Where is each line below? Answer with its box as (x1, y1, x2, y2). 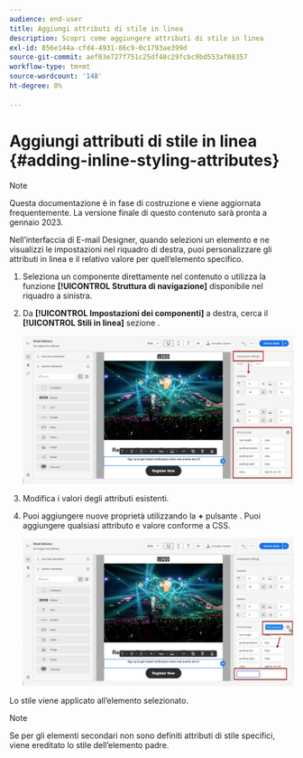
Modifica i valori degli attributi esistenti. (22, 492, 170, 503)
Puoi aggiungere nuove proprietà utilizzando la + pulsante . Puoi (22, 510, 262, 521)
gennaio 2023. (9, 217, 64, 228)
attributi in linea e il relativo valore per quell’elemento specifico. (9, 253, 244, 264)
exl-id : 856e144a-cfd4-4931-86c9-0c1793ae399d (9, 43, 188, 52)
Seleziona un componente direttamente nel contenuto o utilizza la (22, 271, 266, 282)
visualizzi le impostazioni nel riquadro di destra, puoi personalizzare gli (9, 244, 272, 255)
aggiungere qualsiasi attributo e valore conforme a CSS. (22, 519, 231, 530)
